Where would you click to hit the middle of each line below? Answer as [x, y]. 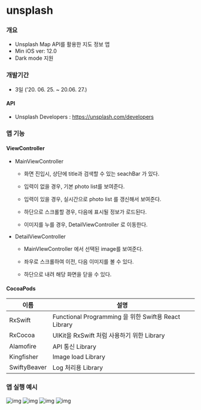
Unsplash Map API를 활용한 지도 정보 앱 [62, 44]
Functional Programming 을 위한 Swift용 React [116, 317]
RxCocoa [22, 335]
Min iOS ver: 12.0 [36, 51]
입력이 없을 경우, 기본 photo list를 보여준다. [74, 187]
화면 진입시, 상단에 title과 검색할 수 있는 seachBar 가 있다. [92, 174]
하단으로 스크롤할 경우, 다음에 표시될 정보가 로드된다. [85, 212]
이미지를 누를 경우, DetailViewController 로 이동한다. [86, 224]
